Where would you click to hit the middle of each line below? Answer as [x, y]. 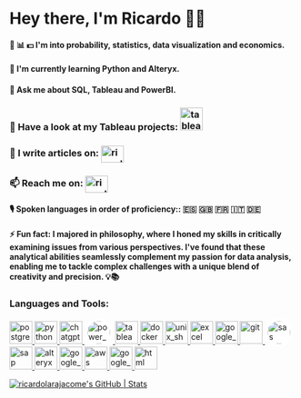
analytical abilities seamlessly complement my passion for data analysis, [150, 256]
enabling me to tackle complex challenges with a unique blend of [135, 266]
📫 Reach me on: [46, 184]
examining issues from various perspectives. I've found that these [137, 247]
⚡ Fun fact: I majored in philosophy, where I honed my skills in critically [145, 234]
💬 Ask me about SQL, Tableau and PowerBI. [93, 89]
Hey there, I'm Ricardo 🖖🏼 [108, 19]
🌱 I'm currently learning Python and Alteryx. [95, 69]
